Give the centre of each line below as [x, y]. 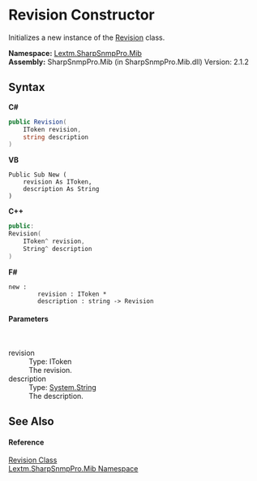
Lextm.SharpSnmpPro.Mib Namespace [73, 469]
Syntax [27, 87]
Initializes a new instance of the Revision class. [87, 37]
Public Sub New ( [38, 175]
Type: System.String [63, 387]
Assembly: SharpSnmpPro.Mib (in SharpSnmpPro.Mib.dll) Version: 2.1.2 [128, 62]
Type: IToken [50, 361]
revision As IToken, [58, 182]
